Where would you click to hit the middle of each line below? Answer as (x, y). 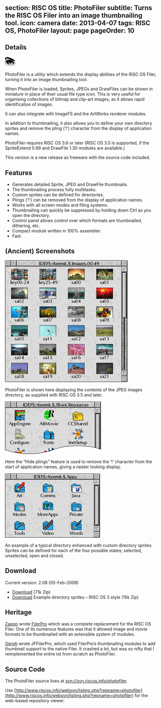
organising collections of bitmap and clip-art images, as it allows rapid (75, 99)
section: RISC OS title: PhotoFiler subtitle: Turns (79, 8)
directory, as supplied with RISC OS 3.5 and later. (54, 395)
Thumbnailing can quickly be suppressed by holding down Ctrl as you (81, 210)
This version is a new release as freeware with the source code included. (78, 158)
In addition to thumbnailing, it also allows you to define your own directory (79, 123)
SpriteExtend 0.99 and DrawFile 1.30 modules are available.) (65, 148)
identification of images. (29, 104)
